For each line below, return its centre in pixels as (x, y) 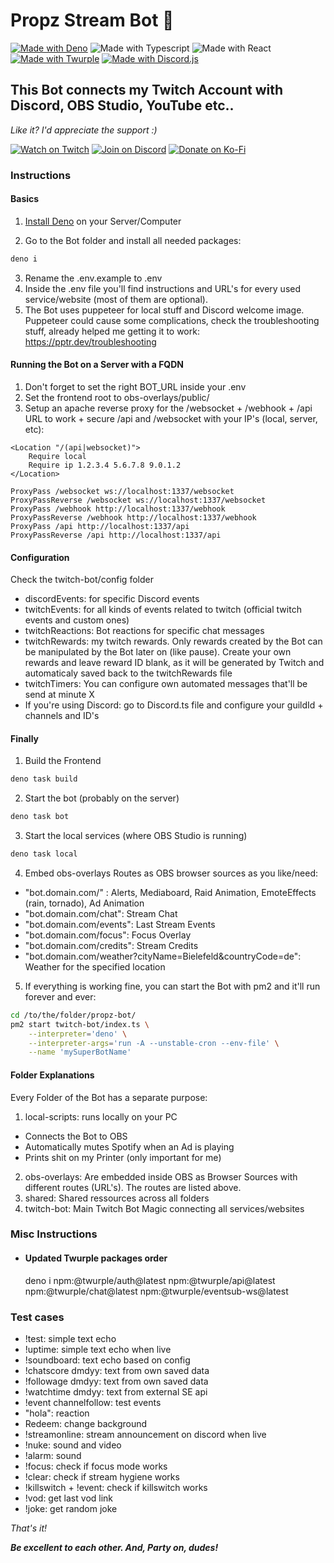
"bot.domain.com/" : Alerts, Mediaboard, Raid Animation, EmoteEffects (170, 892)
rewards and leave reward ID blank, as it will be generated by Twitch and (174, 663)
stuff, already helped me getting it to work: (112, 331)
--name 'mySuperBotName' (80, 1052)
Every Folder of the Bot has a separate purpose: (109, 1097)
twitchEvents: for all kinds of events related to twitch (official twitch (163, 610)
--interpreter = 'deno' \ (78, 1034)
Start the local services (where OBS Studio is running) (136, 836)
